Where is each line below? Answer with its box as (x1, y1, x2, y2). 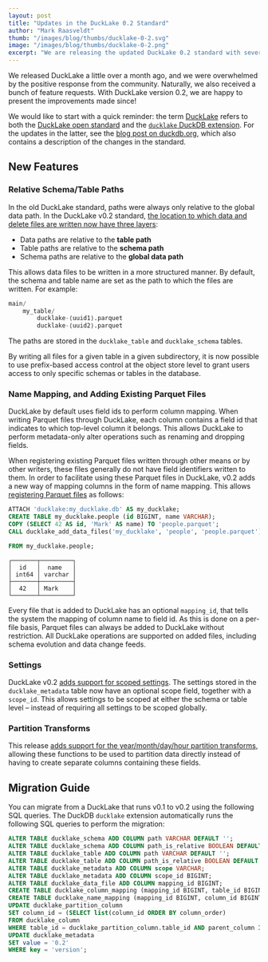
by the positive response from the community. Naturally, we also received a (8, 79, 257, 89)
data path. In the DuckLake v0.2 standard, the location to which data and (8, 211, 247, 220)
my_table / (22, 307, 56, 315)
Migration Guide (8, 781, 90, 794)
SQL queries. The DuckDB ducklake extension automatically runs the (8, 811, 234, 821)
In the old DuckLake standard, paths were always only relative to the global (8, 202, 255, 212)
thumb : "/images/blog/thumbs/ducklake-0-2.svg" (8, 34, 170, 42)
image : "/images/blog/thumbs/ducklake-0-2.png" (8, 42, 170, 49)
